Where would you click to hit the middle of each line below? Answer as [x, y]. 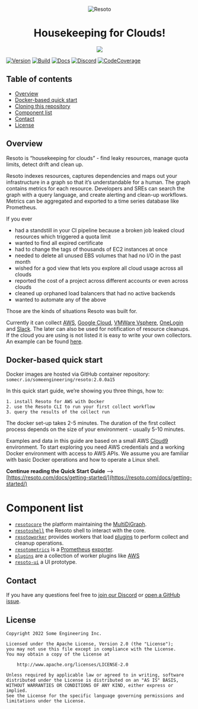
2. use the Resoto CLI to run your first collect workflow [81, 407]
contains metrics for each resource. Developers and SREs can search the [95, 188]
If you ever [19, 219]
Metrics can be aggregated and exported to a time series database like [92, 201]
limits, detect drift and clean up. [45, 164]
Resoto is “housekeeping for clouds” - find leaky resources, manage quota [97, 158]
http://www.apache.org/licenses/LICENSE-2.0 [73, 665]
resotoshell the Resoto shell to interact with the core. [80, 531]
